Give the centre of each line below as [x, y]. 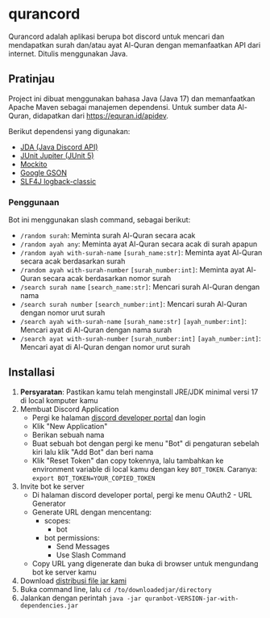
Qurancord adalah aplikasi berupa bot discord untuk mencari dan [116, 36]
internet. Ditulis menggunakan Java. [68, 53]
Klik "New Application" [70, 426]
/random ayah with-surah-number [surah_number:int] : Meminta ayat [132, 270]
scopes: [57, 520]
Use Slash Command [91, 555]
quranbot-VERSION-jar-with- [192, 599]
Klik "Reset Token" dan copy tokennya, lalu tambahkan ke [128, 460]
